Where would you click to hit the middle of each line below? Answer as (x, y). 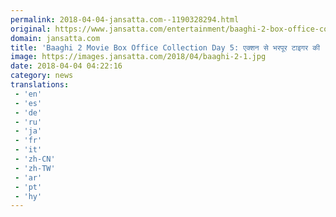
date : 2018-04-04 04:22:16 (66, 66)
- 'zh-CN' (35, 159)
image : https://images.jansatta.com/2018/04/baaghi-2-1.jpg (138, 57)
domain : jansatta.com (55, 38)
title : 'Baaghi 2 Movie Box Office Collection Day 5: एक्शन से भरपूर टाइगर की (165, 47)
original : (31, 29)
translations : (40, 85)
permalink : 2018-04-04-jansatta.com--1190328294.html (125, 19)
